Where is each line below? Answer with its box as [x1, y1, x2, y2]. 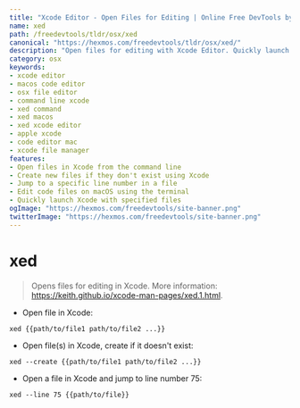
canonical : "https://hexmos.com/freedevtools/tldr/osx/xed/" [9, 37, 242, 47]
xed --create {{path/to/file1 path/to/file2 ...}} [9, 357, 202, 366]
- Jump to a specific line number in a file [9, 179, 178, 188]
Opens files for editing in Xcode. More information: [30, 280, 218, 291]
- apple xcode [9, 129, 62, 138]
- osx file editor [9, 87, 78, 96]
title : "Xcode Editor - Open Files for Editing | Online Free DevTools [9, 12, 281, 22]
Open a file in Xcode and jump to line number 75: [21, 372, 203, 384]
